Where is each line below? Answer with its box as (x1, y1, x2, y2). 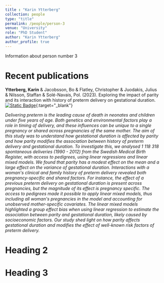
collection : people (5, 12, 45, 17)
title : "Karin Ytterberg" (5, 7, 61, 12)
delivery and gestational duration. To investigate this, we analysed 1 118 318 (5, 143, 159, 149)
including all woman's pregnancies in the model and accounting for (5, 196, 143, 202)
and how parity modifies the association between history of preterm (5, 138, 144, 144)
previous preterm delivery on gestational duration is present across (5, 180, 142, 186)
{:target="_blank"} (35, 102, 73, 108)
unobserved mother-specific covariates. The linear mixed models (5, 201, 138, 207)
